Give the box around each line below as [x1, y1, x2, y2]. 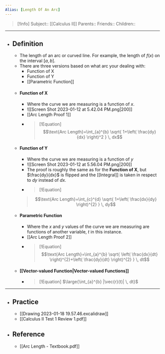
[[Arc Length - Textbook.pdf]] [19, 343, 80, 349]
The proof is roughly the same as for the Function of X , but [27, 166, 147, 172]
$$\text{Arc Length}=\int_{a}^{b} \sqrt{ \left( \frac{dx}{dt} [41, 252, 158, 257]
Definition [12, 40, 43, 48]
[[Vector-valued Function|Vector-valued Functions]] [19, 268, 129, 274]
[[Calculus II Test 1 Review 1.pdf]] [19, 316, 87, 322]
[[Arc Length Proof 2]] [27, 234, 72, 240]
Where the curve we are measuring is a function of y [27, 156, 134, 162]
